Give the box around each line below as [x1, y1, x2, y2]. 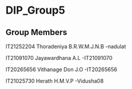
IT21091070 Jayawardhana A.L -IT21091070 [5, 55, 113, 61]
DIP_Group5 [5, 4, 65, 17]
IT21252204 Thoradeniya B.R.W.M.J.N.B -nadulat [5, 43, 126, 50]
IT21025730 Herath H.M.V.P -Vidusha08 [5, 78, 104, 84]
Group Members [5, 27, 68, 37]
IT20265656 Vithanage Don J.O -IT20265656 [5, 66, 117, 73]
